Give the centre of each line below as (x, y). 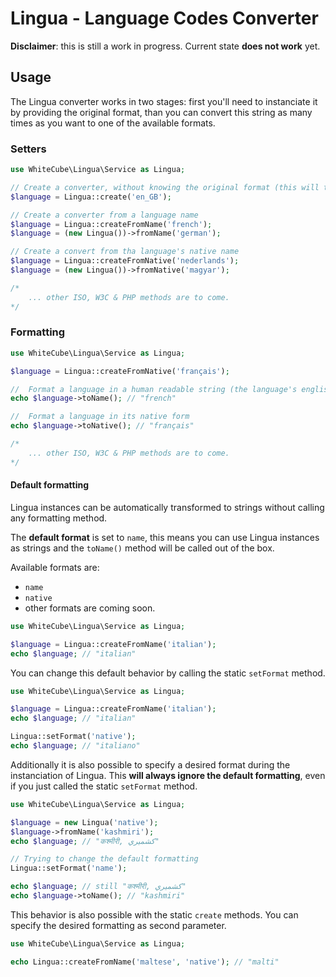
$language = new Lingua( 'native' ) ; (84, 822)
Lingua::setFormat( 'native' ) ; (73, 737)
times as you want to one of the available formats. (113, 123)
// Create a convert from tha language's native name (125, 252)
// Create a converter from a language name (104, 215)
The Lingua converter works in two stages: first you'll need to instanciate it (164, 101)
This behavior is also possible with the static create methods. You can (154, 914)
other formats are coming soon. (90, 608)
